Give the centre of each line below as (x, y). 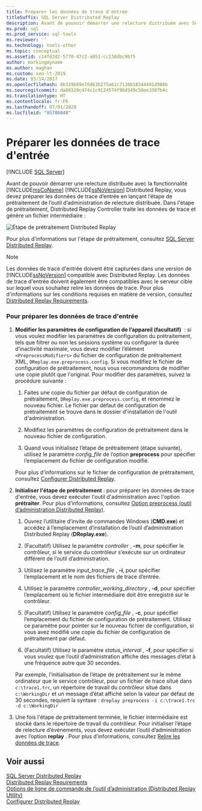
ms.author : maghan (29, 68)
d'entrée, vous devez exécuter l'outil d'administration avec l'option (97, 496)
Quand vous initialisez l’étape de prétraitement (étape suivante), (103, 448)
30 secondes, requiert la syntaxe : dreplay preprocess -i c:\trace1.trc (105, 700)
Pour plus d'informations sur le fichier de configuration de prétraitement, (105, 472)
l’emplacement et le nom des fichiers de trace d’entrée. (92, 577)
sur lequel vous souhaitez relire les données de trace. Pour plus (85, 288)
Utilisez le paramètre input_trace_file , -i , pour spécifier (92, 570)
